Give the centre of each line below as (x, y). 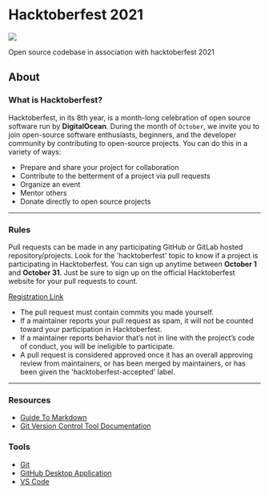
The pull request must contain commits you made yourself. (117, 312)
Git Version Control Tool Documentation (85, 426)
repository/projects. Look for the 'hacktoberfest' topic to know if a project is (133, 255)
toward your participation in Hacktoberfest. (91, 329)
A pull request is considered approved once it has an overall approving (137, 354)
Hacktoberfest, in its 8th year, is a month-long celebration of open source (129, 117)
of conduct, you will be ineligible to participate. (97, 346)
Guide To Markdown (53, 418)
